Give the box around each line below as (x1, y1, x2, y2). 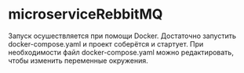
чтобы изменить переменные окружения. (8, 56, 149, 65)
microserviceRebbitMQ (8, 5, 163, 23)
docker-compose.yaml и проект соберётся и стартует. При (8, 39, 204, 48)
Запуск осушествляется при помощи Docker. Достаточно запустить (8, 31, 237, 40)
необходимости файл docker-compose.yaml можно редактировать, (8, 47, 234, 57)
